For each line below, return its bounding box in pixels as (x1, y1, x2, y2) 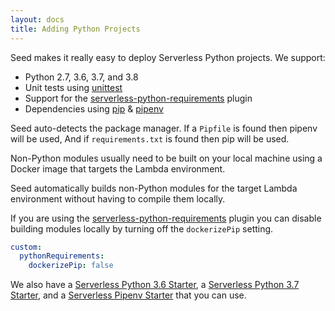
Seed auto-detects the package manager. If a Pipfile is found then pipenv (10, 122, 318, 134)
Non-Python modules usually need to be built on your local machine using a (10, 152, 323, 164)
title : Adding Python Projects (10, 24, 141, 34)
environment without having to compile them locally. (10, 192, 226, 205)
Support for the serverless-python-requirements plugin (24, 92, 253, 104)
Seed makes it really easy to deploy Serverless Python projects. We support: (10, 51, 326, 63)
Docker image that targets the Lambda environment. (10, 162, 226, 175)
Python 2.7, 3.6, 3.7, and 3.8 (24, 71, 139, 83)
